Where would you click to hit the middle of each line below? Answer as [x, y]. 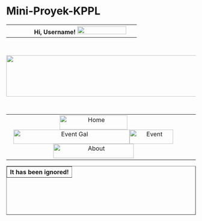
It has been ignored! [39, 172]
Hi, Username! [55, 32]
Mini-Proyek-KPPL [54, 11]
